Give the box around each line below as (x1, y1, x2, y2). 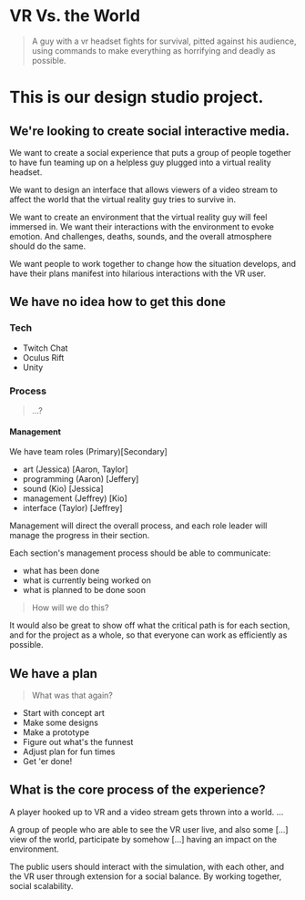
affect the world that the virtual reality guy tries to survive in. (9, 193, 237, 205)
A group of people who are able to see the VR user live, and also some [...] (9, 823, 289, 834)
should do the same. (9, 240, 86, 251)
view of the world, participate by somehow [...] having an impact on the (9, 834, 278, 844)
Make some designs (22, 717, 98, 728)
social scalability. (9, 880, 74, 891)
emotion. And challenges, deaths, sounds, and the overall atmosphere (9, 230, 272, 241)
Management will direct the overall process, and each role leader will (9, 520, 268, 531)
